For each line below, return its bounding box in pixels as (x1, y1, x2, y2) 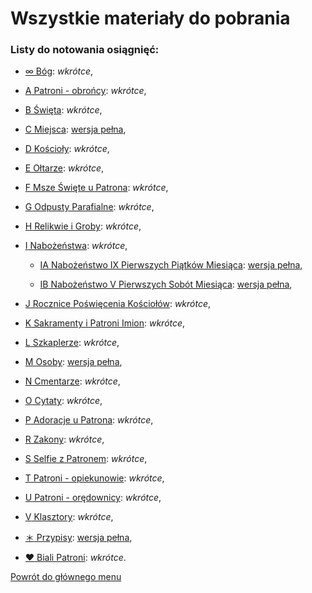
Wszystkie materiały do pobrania (10, 7, 291, 30)
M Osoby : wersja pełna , (24, 356, 123, 368)
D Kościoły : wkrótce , (24, 143, 110, 155)
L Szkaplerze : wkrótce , (24, 337, 120, 349)
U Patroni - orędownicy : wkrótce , (24, 492, 162, 504)
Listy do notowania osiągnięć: (10, 43, 160, 57)
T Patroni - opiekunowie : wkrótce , (24, 472, 165, 484)
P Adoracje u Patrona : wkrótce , (24, 414, 154, 426)
